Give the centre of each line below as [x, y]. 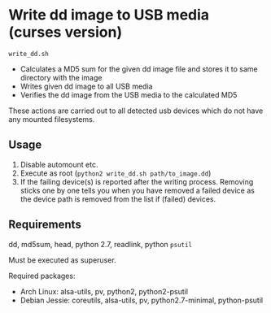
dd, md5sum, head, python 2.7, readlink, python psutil [101, 244]
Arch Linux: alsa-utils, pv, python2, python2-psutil [104, 291]
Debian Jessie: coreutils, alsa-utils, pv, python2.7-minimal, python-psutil [141, 300]
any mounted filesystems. [52, 119]
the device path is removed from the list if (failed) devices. [118, 199]
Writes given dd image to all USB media [86, 86]
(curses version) [66, 32]
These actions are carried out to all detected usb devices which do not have [136, 111]
